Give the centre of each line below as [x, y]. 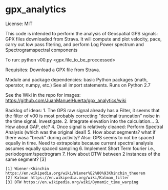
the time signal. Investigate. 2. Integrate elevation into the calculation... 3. [82, 121]
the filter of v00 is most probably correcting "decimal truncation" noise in [83, 116]
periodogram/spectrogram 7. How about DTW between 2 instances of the [83, 154]
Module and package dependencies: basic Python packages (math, [77, 79]
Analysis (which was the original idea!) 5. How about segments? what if [81, 132]
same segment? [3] [26, 159]
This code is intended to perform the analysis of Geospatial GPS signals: [82, 33]
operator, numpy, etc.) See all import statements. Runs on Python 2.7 [78, 85]
